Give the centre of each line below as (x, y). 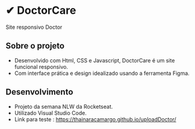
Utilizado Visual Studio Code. (50, 113)
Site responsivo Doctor (34, 27)
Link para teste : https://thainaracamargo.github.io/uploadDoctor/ (95, 119)
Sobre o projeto (35, 46)
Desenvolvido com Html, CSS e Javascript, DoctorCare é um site (94, 60)
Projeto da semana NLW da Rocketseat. (63, 106)
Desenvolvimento (39, 92)
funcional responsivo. (41, 67)
